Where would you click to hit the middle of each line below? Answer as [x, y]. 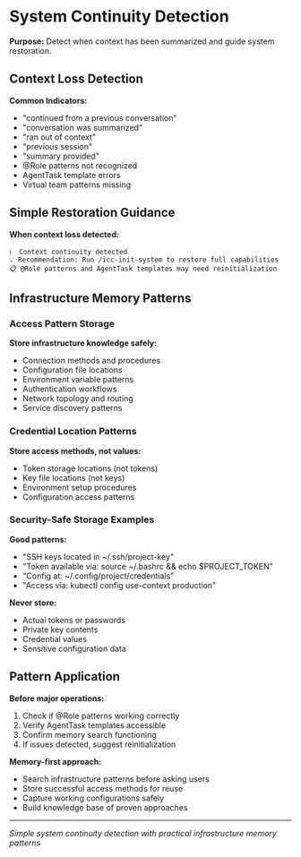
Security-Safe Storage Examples [82, 519]
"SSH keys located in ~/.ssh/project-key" [98, 556]
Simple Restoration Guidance [92, 213]
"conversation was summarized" [82, 127]
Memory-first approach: [56, 761]
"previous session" [57, 146]
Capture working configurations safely [93, 798]
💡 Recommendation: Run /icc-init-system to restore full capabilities [144, 260]
